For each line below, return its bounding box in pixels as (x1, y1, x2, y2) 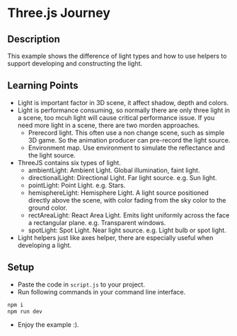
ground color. (28, 203, 68, 212)
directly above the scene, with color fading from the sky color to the (28, 196, 226, 204)
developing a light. (17, 241, 72, 249)
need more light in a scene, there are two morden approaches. (17, 121, 200, 129)
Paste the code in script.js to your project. (17, 280, 145, 289)
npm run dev (7, 308, 42, 315)
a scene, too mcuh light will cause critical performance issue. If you (17, 113, 215, 121)
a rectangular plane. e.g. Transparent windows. (28, 218, 166, 227)
